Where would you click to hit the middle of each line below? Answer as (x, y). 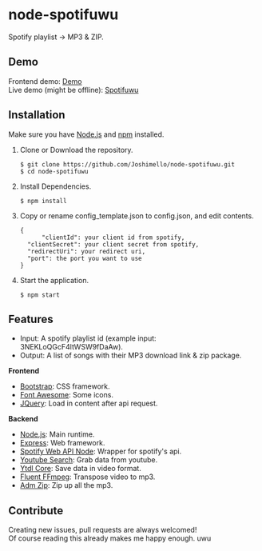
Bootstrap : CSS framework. (65, 386)
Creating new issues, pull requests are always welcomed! (103, 530)
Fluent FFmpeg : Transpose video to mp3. (87, 477)
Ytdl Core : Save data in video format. (80, 469)
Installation (37, 115)
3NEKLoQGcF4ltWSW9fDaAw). (71, 347)
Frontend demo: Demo (45, 81)
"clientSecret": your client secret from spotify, (113, 244)
